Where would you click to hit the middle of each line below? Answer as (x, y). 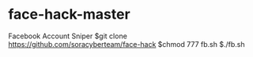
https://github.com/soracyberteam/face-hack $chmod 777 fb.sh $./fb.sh (126, 44)
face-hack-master (69, 14)
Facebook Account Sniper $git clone (68, 36)
